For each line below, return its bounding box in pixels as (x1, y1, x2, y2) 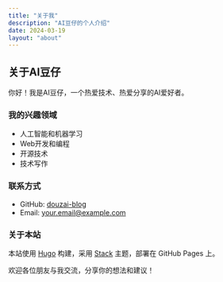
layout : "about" (8, 33, 62, 42)
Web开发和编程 (19, 139, 70, 149)
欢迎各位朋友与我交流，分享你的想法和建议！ (8, 265, 155, 275)
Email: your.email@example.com (19, 207, 126, 217)
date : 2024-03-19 (8, 26, 66, 34)
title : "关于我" (8, 11, 59, 20)
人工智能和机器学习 (19, 129, 83, 139)
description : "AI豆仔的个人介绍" (8, 19, 110, 27)
